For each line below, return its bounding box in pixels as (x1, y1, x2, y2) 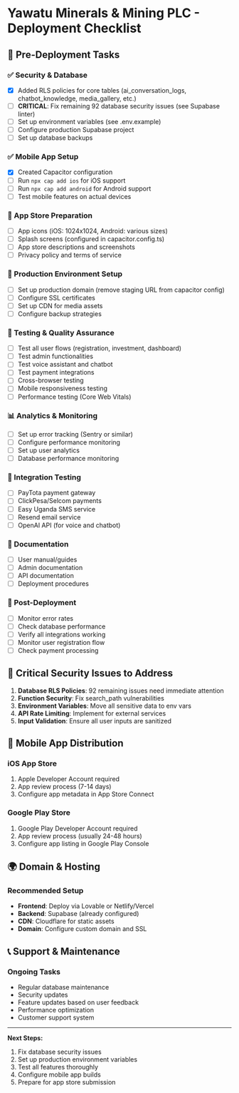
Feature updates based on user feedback (17, 998, 139, 1007)
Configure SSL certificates (17, 293, 96, 302)
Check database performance (17, 622, 106, 631)
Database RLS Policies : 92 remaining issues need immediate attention (17, 686, 224, 695)
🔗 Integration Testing (7, 472, 82, 482)
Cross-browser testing (17, 376, 84, 385)
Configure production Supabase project (17, 126, 134, 134)
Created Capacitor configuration (17, 168, 113, 176)
